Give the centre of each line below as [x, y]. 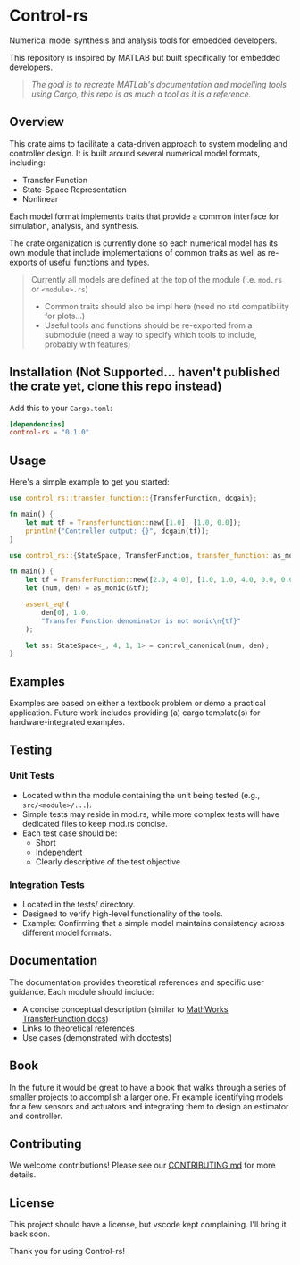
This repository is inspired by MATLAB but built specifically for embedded [145, 57]
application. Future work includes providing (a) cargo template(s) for [135, 713]
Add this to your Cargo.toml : [61, 408]
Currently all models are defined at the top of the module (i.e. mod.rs [157, 279]
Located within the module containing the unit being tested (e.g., [141, 795]
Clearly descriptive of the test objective [108, 861]
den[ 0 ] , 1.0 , [66, 612]
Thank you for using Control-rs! [67, 1252]
